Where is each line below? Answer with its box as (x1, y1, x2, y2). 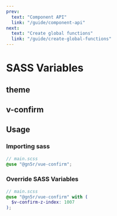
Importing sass (6, 142, 50, 151)
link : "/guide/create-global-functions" (11, 36, 112, 42)
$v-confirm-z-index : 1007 (11, 200, 75, 205)
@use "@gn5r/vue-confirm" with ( (6, 194, 88, 200)
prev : (6, 8, 19, 15)
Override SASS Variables (6, 175, 79, 183)
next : (6, 25, 19, 31)
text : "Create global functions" (11, 31, 93, 36)
